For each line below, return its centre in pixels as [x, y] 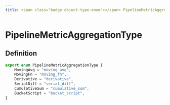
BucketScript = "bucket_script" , [50, 93]
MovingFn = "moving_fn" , [40, 74]
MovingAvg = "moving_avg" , [43, 70]
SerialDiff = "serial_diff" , [45, 84]
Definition [21, 54]
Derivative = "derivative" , [44, 79]
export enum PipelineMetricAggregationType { [54, 65]
